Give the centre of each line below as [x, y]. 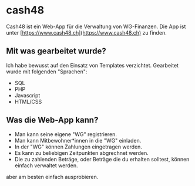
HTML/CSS [28, 102]
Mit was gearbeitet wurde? [56, 51]
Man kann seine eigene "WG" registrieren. [66, 134]
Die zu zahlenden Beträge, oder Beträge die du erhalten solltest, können [102, 159]
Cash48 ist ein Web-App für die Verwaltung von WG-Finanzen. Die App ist [96, 26]
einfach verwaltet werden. [46, 165]
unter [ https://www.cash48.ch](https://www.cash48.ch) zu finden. [87, 32]
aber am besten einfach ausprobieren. [52, 177]
